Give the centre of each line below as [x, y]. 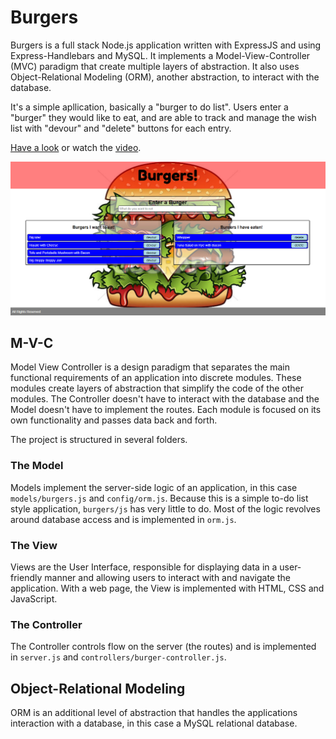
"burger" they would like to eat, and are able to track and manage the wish [163, 117]
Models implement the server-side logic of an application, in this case [154, 487]
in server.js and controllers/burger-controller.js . [118, 657]
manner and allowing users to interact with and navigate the [167, 577]
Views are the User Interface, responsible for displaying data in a [144, 567]
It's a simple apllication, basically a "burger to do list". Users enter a [149, 107]
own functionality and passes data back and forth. [114, 420]
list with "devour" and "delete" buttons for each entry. [121, 128]
